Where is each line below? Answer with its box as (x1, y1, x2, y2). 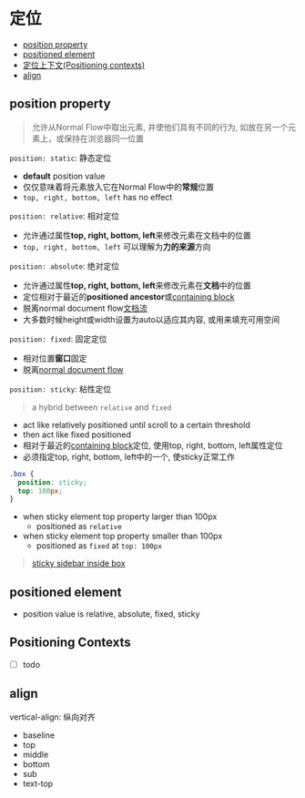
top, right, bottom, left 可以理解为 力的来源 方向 (22, 240, 211, 251)
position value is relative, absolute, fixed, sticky (22, 609, 200, 619)
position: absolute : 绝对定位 (9, 261, 120, 271)
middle (22, 749, 49, 760)
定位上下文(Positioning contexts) (22, 59, 146, 70)
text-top (22, 778, 54, 789)
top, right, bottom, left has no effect (22, 191, 173, 202)
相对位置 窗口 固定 (22, 353, 87, 363)
